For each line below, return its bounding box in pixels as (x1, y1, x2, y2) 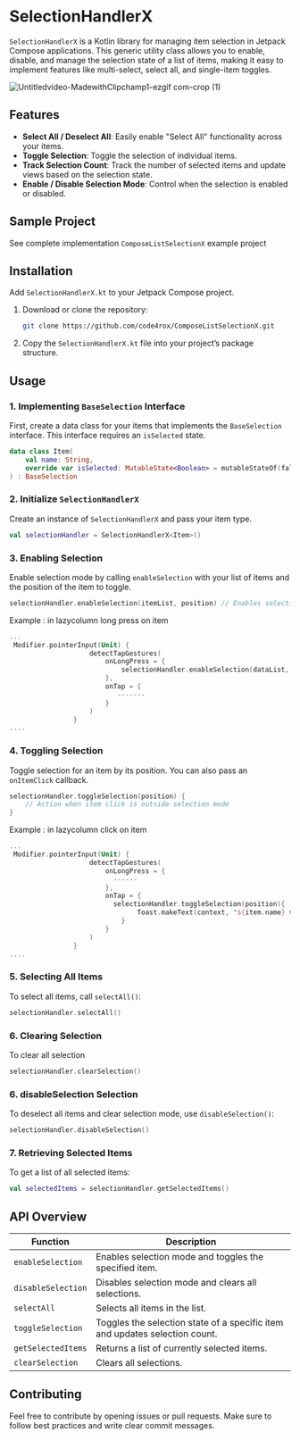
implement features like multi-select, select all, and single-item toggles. (9, 64, 272, 75)
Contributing (9, 1386, 82, 1403)
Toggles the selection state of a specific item (95, 1316, 284, 1328)
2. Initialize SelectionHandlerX (9, 493, 140, 505)
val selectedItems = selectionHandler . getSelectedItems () (9, 1185, 229, 1194)
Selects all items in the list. (95, 1302, 207, 1314)
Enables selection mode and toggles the (95, 1250, 264, 1262)
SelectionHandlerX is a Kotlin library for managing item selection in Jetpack (9, 36, 286, 46)
